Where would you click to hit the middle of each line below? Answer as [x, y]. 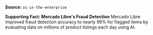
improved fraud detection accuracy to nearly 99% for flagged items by [77, 22]
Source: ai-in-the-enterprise [36, 7]
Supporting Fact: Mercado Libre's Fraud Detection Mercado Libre [73, 17]
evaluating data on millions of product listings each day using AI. [71, 27]
